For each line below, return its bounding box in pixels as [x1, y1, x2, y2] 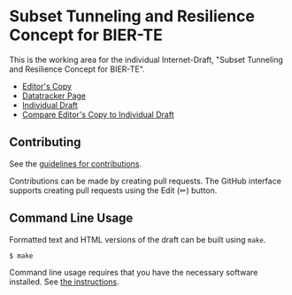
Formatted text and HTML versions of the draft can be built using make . [9, 234, 266, 245]
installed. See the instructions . [9, 276, 119, 287]
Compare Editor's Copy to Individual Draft [21, 109, 174, 120]
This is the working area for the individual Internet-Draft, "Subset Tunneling [9, 54, 283, 65]
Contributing [9, 135, 81, 150]
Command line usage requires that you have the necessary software [9, 268, 258, 278]
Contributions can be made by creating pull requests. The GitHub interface [9, 175, 281, 186]
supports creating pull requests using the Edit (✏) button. [9, 184, 218, 196]
